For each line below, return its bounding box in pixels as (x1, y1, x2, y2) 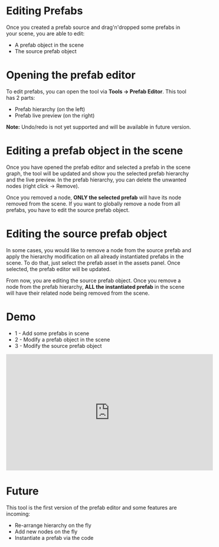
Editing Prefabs (6, 4, 83, 18)
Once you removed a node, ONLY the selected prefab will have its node (6, 194, 182, 201)
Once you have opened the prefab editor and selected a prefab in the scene (6, 164, 191, 171)
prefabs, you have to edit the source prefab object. (6, 206, 130, 213)
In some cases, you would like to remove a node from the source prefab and (6, 246, 192, 253)
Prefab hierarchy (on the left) (14, 105, 86, 113)
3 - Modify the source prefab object (14, 342, 102, 349)
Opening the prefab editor (6, 69, 136, 82)
